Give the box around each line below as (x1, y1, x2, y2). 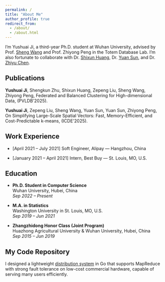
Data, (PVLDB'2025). (5, 98, 48, 104)
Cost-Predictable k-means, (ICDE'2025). (5, 117, 88, 124)
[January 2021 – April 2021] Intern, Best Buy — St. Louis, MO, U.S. (12, 155, 147, 161)
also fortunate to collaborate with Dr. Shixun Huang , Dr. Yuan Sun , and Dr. (5, 55, 156, 60)
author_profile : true (5, 16, 50, 21)
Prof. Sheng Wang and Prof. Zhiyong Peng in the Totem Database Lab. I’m (5, 49, 156, 55)
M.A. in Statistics (12, 203, 49, 209)
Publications (5, 74, 45, 82)
